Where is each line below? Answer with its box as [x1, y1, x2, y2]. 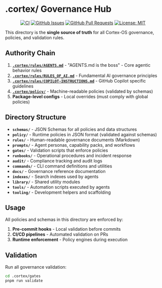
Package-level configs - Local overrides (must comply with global [12, 93, 148, 99]
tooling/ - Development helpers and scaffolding [12, 189, 111, 195]
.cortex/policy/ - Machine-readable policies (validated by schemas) [12, 88, 153, 94]
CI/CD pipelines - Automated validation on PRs [12, 231, 109, 238]
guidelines [12, 83, 34, 89]
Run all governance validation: [5, 264, 67, 270]
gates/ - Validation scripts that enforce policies [12, 147, 108, 153]
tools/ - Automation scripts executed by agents [12, 184, 110, 190]
